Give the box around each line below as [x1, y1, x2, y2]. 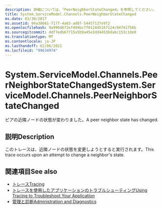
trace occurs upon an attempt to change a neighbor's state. [5, 152, 125, 158]
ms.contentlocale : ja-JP [5, 39, 56, 44]
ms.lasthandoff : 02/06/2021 [5, 43, 62, 48]
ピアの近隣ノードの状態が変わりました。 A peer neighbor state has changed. [5, 117, 159, 123]
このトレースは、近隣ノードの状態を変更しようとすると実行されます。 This [5, 146, 154, 152]
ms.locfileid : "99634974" [5, 48, 58, 53]
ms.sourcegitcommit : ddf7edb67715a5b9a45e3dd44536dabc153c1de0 [5, 30, 137, 35]
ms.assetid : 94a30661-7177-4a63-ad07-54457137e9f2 [5, 21, 110, 26]
